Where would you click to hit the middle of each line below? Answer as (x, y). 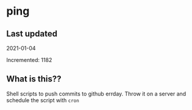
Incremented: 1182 (29, 60)
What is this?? (34, 79)
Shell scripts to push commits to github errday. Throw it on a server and (96, 94)
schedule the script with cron (43, 100)
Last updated (32, 34)
